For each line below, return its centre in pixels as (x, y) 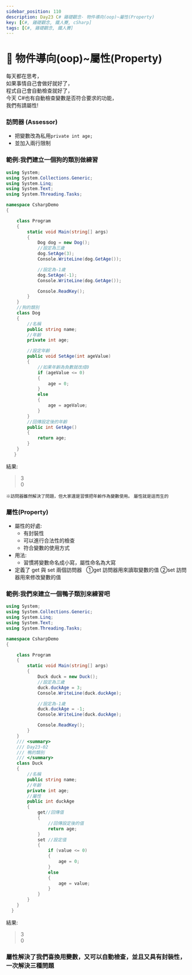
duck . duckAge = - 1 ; (61, 709)
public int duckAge (51, 801)
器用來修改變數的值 (38, 577)
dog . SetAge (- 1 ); (57, 275)
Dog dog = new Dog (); (64, 243)
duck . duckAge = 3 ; (60, 688)
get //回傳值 (51, 812)
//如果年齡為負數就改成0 (63, 367)
